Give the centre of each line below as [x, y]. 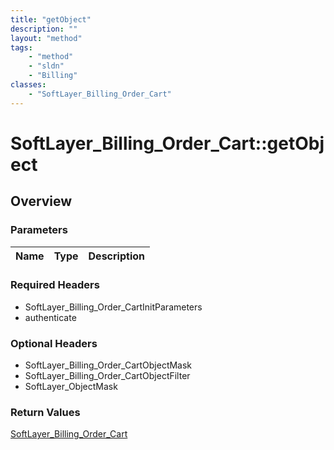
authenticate [50, 317]
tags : [21, 47]
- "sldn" [46, 66]
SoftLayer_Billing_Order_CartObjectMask [108, 365]
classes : [28, 85]
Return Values [45, 413]
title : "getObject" [51, 19]
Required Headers [55, 285]
